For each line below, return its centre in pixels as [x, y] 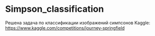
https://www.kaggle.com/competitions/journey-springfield [65, 28]
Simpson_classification [55, 9]
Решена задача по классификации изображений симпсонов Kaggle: [78, 23]
